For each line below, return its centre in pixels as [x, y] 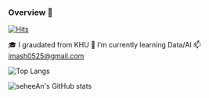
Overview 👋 [31, 12]
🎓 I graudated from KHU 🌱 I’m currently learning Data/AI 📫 [104, 45]
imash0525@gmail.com [46, 56]
